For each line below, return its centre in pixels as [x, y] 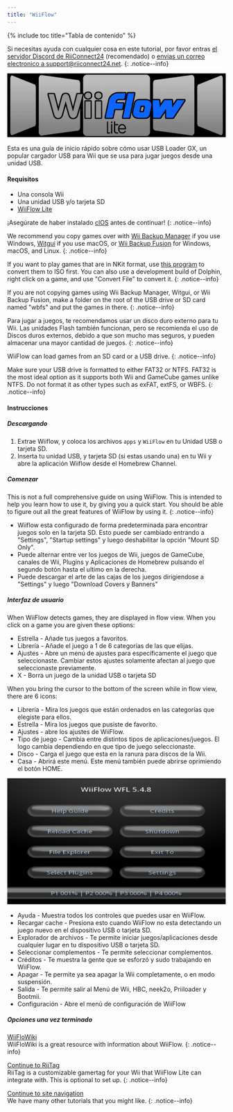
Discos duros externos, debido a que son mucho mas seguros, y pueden [111, 335]
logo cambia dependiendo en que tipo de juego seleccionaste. [106, 746]
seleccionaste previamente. [57, 667]
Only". [26, 547]
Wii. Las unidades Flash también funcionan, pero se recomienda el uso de [113, 328]
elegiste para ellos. [44, 717]
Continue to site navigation [45, 1093]
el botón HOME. [40, 768]
